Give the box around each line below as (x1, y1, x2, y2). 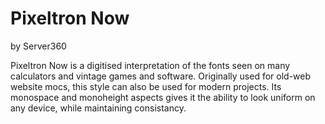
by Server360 (10, 40, 67, 52)
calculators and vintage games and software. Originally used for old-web (10, 70, 312, 82)
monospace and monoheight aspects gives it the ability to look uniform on (10, 91, 316, 103)
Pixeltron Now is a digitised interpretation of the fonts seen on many (10, 59, 291, 71)
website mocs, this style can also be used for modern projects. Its (10, 80, 282, 92)
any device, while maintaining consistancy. (10, 102, 187, 114)
